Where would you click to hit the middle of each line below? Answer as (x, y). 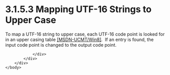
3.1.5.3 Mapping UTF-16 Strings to (78, 9)
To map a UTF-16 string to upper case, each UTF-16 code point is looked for (85, 34)
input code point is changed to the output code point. (61, 45)
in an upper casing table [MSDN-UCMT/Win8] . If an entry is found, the (79, 40)
